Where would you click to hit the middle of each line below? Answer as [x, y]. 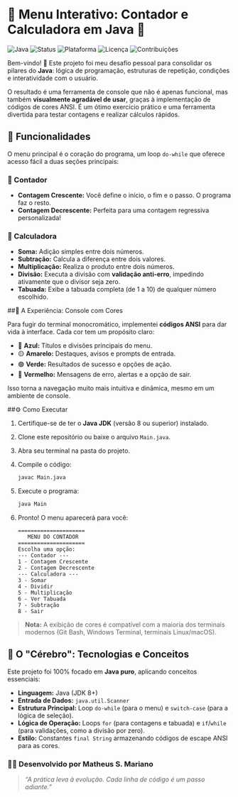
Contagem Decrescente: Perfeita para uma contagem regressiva [113, 210]
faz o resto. [34, 203]
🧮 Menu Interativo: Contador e [98, 15]
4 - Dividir [35, 587]
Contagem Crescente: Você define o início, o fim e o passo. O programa [124, 195]
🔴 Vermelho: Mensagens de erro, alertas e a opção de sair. [104, 375]
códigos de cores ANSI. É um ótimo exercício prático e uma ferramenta [111, 106]
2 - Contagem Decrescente [56, 568]
